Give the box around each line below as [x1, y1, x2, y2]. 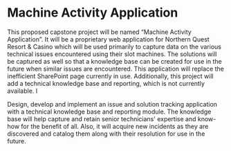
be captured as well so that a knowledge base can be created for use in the [7, 57, 223, 65]
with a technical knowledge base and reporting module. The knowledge [7, 107, 212, 116]
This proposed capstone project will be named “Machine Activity [7, 28, 192, 36]
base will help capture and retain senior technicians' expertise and [7, 114, 196, 123]
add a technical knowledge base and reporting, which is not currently [7, 79, 205, 87]
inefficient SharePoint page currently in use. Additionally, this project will [7, 71, 214, 80]
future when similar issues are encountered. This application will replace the [7, 64, 225, 73]
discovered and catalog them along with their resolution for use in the [7, 130, 205, 138]
